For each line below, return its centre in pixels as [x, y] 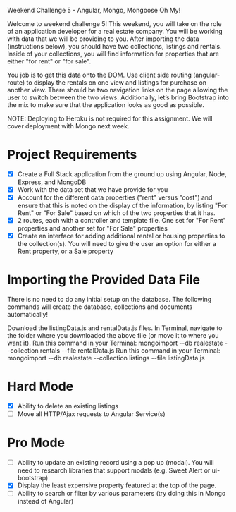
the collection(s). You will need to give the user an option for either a [117, 244]
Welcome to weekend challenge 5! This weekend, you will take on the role [114, 24]
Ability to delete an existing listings [68, 406]
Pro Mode [36, 443]
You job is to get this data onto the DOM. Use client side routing [100, 75]
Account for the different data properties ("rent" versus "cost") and [115, 197]
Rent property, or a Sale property [66, 251]
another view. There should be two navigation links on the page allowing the [118, 90]
